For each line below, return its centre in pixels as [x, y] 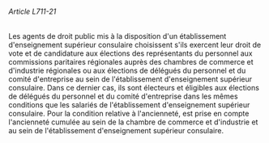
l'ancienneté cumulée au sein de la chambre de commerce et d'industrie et [133, 122]
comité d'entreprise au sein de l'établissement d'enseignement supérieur [130, 79]
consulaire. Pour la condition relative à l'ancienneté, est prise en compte [129, 114]
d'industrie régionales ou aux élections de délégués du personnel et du [127, 71]
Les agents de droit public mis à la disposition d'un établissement [117, 36]
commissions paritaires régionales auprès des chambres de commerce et [131, 62]
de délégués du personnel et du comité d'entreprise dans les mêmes [123, 96]
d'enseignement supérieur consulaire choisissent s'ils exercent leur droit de [135, 45]
